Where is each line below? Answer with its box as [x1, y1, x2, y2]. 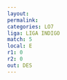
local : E [7, 42, 32, 49]
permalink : [7, 17, 39, 24]
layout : [7, 10, 30, 17]
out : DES [7, 62, 32, 69]
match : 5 [7, 36, 32, 43]
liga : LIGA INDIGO [7, 29, 60, 37]
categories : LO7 [7, 23, 54, 30]
